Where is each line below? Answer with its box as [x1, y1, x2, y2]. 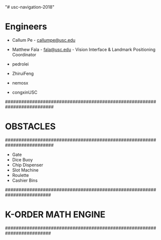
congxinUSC [12, 89, 37, 95]
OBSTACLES [5, 121, 56, 132]
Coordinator [12, 51, 36, 57]
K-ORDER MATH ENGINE [5, 209, 106, 220]
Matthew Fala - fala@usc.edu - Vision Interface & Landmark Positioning [12, 46, 156, 52]
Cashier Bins [12, 177, 38, 183]
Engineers [5, 21, 47, 32]
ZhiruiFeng [12, 70, 34, 76]
